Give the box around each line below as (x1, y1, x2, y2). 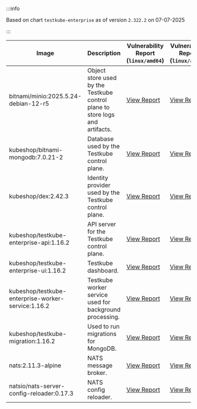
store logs (87, 111, 115, 118)
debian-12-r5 (9, 99, 50, 108)
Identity (87, 174, 108, 182)
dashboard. (87, 267, 119, 274)
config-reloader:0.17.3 (9, 390, 74, 397)
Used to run (87, 322, 120, 330)
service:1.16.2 (9, 302, 50, 310)
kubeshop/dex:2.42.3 (9, 192, 69, 200)
